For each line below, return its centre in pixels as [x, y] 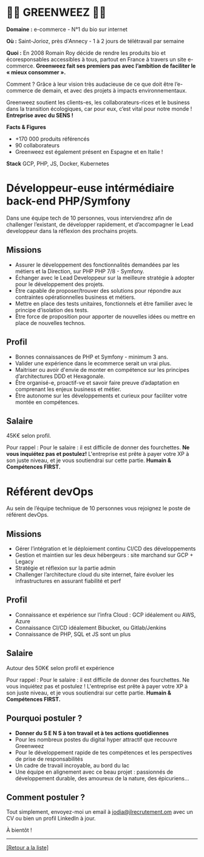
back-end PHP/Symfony [69, 201]
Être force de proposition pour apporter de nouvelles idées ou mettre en [105, 317]
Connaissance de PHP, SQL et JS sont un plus [73, 634]
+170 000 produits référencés [52, 139]
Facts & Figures [26, 127]
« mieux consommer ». [36, 72]
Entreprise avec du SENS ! [40, 115]
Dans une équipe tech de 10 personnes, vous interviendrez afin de [89, 218]
